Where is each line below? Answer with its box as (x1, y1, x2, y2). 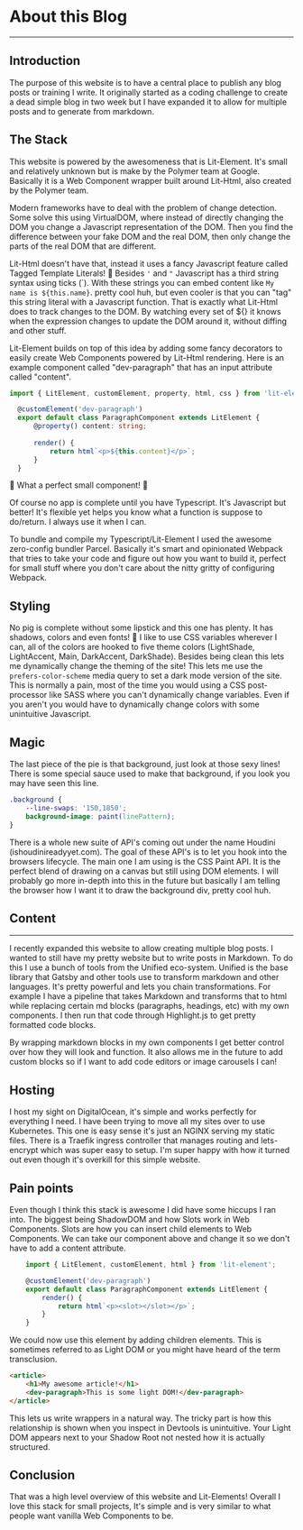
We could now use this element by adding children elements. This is (9, 1334, 262, 1345)
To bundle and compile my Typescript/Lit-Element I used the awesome (9, 534, 272, 545)
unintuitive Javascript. (9, 709, 92, 719)
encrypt (9, 1145, 39, 1156)
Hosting (9, 1082, 56, 1097)
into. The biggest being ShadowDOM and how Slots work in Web (9, 1214, 250, 1224)
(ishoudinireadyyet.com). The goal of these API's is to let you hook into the (9, 846, 287, 857)
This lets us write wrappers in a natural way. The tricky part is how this (9, 1413, 272, 1424)
